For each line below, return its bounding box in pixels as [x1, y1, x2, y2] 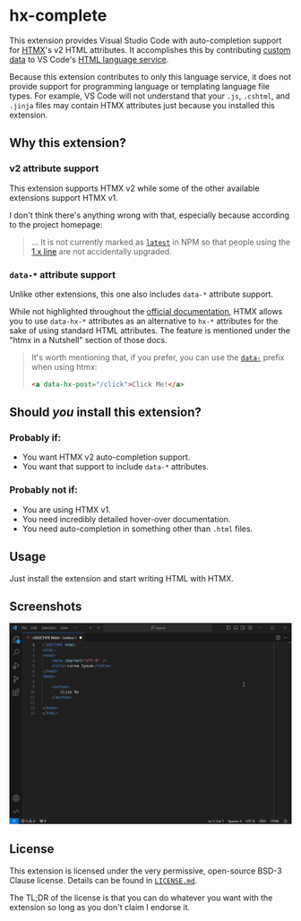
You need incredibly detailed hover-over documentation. [21, 513, 231, 524]
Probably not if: [9, 484, 78, 496]
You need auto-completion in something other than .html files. [21, 523, 254, 534]
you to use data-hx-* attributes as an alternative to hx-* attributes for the [9, 315, 279, 326]
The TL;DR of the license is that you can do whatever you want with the [9, 892, 273, 903]
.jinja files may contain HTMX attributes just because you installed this [9, 99, 275, 110]
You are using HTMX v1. [21, 504, 111, 515]
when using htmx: [30, 361, 98, 372]
